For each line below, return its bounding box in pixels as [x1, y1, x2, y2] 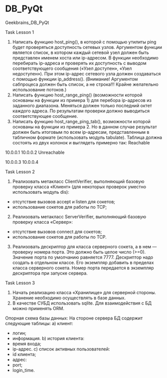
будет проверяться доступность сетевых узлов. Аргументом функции [12, 44, 163, 50]
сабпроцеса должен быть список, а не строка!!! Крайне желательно [12, 81, 159, 87]
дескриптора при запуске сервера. [12, 270, 88, 276]
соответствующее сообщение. [12, 113, 78, 119]
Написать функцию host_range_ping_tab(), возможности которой [12, 118, 151, 124]
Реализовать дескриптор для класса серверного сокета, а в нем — [12, 243, 157, 250]
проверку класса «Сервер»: [12, 219, 73, 225]
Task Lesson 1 [5, 29, 34, 35]
